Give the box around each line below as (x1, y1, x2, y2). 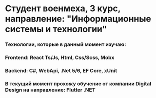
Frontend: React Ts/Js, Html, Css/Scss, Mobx (5, 54, 115, 61)
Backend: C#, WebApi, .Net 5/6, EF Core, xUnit (5, 67, 117, 74)
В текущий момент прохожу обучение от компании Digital (5, 80, 152, 87)
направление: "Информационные (5, 13, 151, 24)
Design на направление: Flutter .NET (5, 86, 96, 93)
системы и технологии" (5, 24, 107, 35)
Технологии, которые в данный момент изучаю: (5, 41, 126, 48)
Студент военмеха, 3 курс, (5, 3, 121, 14)
